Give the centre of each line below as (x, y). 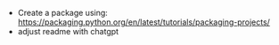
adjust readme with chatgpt (68, 31)
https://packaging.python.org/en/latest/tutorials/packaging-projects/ (144, 22)
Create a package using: (63, 13)
